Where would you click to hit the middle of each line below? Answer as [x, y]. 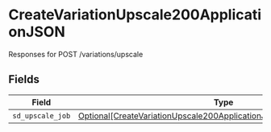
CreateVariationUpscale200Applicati [135, 15]
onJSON [37, 32]
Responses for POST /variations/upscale [76, 54]
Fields [24, 79]
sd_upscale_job [42, 115]
